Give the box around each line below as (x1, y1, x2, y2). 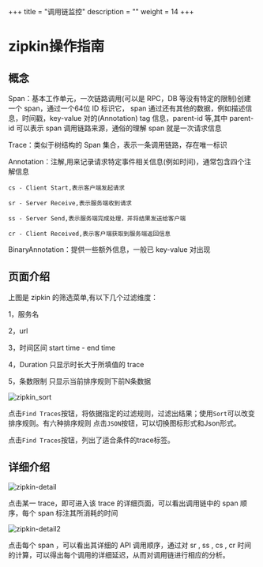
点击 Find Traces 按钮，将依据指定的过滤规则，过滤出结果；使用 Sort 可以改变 (8, 408, 255, 418)
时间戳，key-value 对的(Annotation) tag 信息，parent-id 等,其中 (21, 114, 228, 122)
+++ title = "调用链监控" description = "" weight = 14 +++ (8, 7, 194, 16)
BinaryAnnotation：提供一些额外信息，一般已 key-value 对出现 (8, 245, 211, 254)
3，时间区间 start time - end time (8, 343, 116, 352)
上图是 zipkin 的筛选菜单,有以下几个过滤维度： (8, 292, 158, 302)
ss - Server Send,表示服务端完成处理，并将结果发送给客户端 (8, 215, 186, 223)
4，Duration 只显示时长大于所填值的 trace (8, 359, 145, 369)
